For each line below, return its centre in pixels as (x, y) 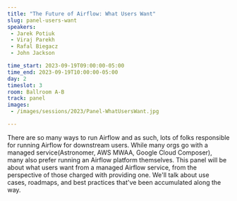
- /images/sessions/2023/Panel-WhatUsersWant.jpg (85, 112)
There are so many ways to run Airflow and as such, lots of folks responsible (119, 137)
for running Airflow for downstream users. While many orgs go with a (108, 145)
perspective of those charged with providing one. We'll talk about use (108, 175)
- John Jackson (32, 53)
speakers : (22, 27)
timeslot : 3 (25, 85)
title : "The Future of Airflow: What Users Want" (82, 14)
